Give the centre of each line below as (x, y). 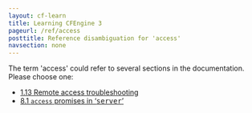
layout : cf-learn (37, 16)
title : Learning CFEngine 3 (55, 23)
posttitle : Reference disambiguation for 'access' (95, 38)
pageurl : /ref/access (45, 30)
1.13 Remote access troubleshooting (79, 92)
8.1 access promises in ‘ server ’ (72, 101)
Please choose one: (41, 77)
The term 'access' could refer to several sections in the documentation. (126, 68)
